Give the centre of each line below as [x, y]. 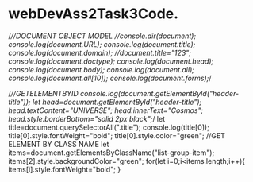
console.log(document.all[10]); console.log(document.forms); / [110, 78]
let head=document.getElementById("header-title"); [117, 102]
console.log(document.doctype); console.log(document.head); [111, 61]
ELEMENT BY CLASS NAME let [59, 144]
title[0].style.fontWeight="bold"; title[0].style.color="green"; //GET [117, 135]
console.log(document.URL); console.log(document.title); [102, 44]
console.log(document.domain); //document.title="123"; [100, 52]
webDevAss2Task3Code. [94, 14]
